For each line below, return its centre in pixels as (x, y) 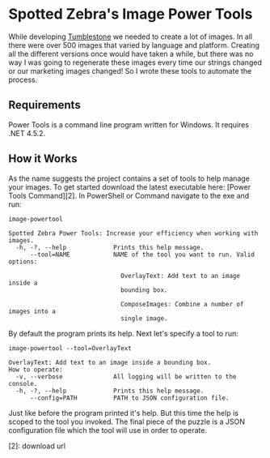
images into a (32, 311)
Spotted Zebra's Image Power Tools (131, 14)
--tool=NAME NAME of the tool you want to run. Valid (142, 255)
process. (23, 79)
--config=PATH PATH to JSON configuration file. (129, 398)
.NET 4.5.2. (27, 133)
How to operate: (36, 370)
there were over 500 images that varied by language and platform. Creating (134, 45)
